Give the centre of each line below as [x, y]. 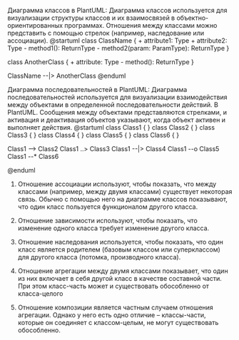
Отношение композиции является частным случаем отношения [116, 307]
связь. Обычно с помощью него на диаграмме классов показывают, [123, 199]
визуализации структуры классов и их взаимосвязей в [91, 18]
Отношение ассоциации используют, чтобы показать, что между [117, 184]
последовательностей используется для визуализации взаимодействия [117, 97]
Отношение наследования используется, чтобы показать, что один [120, 242]
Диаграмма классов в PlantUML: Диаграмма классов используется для [117, 10]
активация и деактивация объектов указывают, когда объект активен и [117, 120]
